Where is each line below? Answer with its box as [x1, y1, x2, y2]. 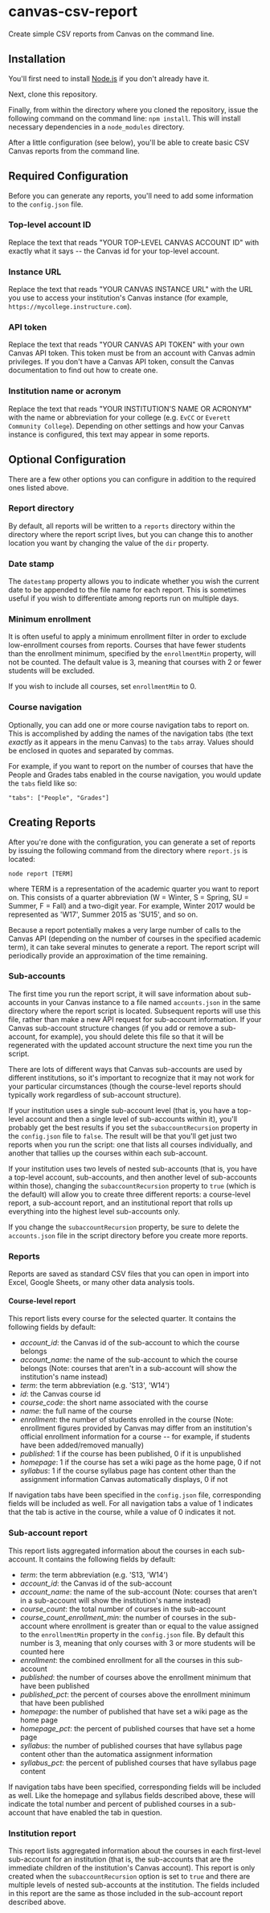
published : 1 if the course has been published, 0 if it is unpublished [19, 1449, 242, 1459]
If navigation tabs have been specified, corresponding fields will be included [8, 1782, 261, 1792]
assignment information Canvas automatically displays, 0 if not [19, 1475, 228, 1484]
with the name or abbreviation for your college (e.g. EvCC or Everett [8, 413, 231, 422]
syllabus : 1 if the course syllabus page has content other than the [19, 1466, 236, 1476]
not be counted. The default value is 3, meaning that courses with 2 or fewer [8, 658, 262, 667]
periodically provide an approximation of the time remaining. [8, 950, 208, 960]
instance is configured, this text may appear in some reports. [8, 429, 211, 439]
